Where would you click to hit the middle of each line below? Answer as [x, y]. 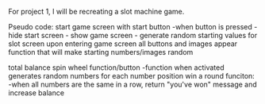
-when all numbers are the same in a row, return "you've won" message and [133, 84]
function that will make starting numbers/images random [101, 52]
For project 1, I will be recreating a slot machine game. [96, 12]
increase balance [36, 93]
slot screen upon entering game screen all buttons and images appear [123, 44]
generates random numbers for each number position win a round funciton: [132, 76]
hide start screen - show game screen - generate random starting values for [133, 35]
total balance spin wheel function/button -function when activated [116, 67]
